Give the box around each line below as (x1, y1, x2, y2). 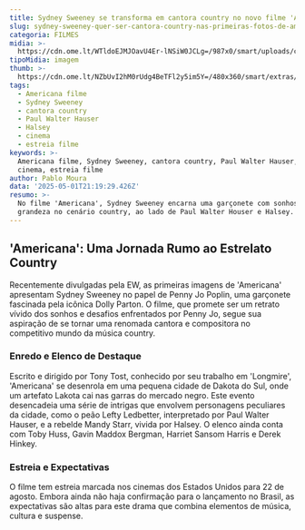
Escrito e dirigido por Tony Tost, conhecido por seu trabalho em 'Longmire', (9, 370, 292, 381)
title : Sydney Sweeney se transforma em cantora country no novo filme (9, 13, 286, 23)
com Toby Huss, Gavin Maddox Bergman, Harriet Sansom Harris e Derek (9, 428, 281, 439)
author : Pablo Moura (9, 173, 88, 182)
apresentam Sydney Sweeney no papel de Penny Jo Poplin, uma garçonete (9, 289, 291, 299)
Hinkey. (9, 437, 38, 449)
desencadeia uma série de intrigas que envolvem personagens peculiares (9, 399, 286, 410)
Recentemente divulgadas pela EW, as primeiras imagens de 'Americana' (9, 279, 282, 290)
